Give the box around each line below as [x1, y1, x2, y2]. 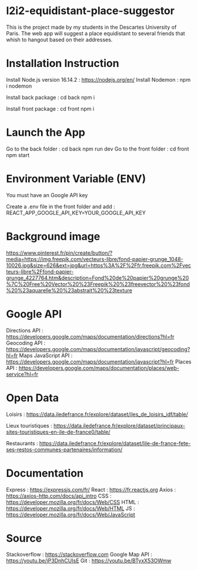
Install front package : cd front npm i [6, 105, 95, 112]
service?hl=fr [6, 371, 39, 378]
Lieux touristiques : [6, 422, 52, 429]
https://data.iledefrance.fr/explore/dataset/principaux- [53, 422, 185, 429]
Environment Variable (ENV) [6, 172, 146, 185]
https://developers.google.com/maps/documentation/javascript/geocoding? [6, 345, 191, 352]
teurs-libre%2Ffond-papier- [6, 268, 74, 275]
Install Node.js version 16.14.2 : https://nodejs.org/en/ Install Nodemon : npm [6, 76, 191, 83]
